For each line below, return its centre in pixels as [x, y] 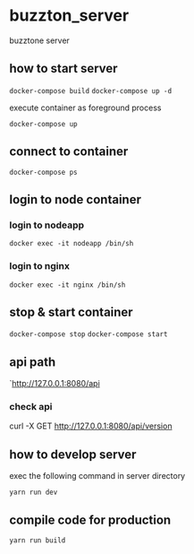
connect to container [69, 152]
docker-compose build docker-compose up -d [91, 91]
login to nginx [39, 266]
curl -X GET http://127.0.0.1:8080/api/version [91, 426]
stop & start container [71, 312]
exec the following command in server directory [97, 476]
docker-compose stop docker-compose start [89, 334]
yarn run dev [34, 493]
